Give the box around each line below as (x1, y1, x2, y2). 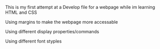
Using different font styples (5, 38, 62, 44)
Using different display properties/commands (5, 29, 100, 34)
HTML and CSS (5, 9, 37, 15)
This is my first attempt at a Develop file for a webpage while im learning (5, 4, 155, 10)
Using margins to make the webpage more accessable (5, 19, 118, 25)
